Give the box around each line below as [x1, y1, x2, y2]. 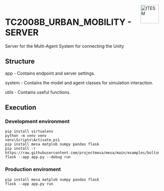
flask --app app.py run [5, 181, 54, 186]
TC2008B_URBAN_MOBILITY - [5, 17, 132, 28]
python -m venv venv [5, 133, 47, 138]
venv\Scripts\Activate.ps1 [5, 138, 60, 143]
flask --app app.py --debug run [5, 155, 71, 160]
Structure [5, 57, 35, 65]
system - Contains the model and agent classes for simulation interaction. [5, 80, 154, 85]
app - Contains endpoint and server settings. [5, 70, 95, 76]
